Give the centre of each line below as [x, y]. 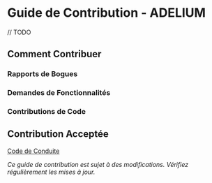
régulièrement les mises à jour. [51, 172]
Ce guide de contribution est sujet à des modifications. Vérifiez [98, 164]
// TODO [19, 32]
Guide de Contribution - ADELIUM [106, 13]
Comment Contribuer [54, 54]
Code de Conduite [33, 151]
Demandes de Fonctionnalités [59, 93]
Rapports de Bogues [43, 74]
